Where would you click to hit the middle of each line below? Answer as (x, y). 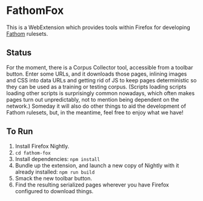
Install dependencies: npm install (57, 159)
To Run (20, 132)
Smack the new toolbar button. (54, 178)
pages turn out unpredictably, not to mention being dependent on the (93, 99)
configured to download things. (54, 191)
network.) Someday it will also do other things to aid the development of (96, 106)
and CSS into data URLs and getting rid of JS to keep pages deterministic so (101, 80)
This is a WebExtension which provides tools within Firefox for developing (98, 27)
